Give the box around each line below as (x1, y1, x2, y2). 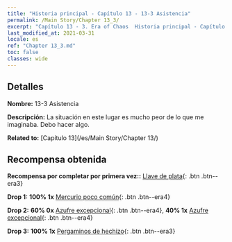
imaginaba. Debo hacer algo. (7, 120, 90, 128)
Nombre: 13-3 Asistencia (7, 99, 79, 107)
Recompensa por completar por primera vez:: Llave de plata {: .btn (7, 172, 200, 180)
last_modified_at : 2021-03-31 (7, 29, 95, 37)
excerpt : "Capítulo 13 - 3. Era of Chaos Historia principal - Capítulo (7, 23, 226, 30)
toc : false (7, 49, 39, 56)
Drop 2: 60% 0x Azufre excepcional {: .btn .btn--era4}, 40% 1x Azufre (7, 206, 208, 215)
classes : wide (7, 55, 49, 62)
